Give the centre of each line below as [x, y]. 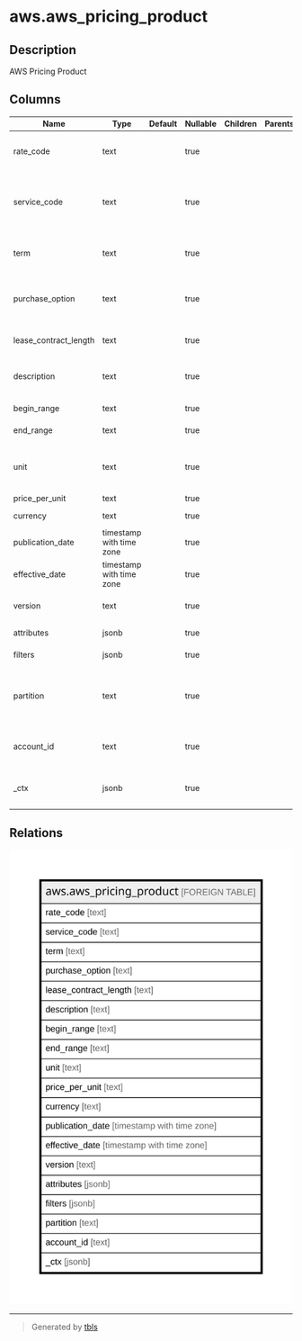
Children [241, 124]
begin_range [36, 408]
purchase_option [44, 299]
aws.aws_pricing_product [109, 17]
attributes [31, 633]
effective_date [39, 574]
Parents [280, 124]
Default [163, 124]
